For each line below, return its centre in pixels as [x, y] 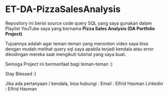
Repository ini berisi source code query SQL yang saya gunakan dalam [78, 23]
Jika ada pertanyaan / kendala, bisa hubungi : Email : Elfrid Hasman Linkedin [84, 83]
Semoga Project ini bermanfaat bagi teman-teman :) [59, 64]
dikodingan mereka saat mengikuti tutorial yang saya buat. [66, 54]
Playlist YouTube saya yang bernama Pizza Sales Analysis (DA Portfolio [80, 28]
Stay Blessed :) [21, 73]
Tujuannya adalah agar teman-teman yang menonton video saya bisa [77, 43]
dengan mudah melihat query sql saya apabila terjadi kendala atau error [80, 49]
